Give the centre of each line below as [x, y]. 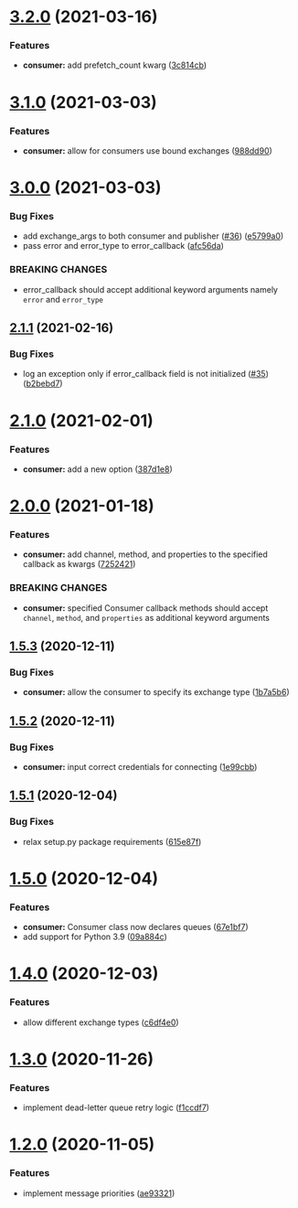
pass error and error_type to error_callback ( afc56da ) [123, 246]
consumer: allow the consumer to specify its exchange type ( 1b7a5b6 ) [156, 692]
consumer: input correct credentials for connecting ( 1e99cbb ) [140, 767]
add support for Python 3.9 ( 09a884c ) [95, 937]
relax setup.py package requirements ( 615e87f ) [112, 841]
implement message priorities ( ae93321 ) [99, 1193]
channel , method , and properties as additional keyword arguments [146, 617]
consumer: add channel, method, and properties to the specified [145, 554]
